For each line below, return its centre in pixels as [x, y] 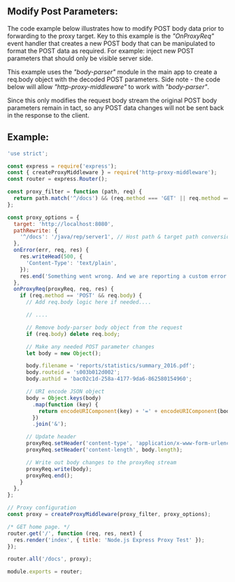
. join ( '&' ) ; [50, 424]
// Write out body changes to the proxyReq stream [101, 462]
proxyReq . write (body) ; [59, 469]
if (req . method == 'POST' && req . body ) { [81, 296]
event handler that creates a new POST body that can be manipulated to [111, 43]
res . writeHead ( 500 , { [51, 257]
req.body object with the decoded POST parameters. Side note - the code [114, 79]
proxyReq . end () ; [49, 475]
